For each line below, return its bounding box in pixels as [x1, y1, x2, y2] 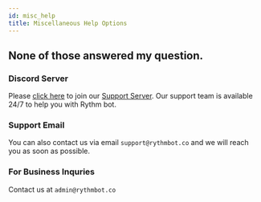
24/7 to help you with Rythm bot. [8, 99, 116, 109]
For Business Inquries [8, 166, 95, 177]
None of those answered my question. [8, 49, 203, 63]
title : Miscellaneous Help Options [8, 19, 128, 27]
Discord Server [8, 73, 68, 84]
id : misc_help [8, 11, 56, 20]
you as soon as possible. [8, 146, 91, 156]
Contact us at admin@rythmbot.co [8, 184, 116, 194]
